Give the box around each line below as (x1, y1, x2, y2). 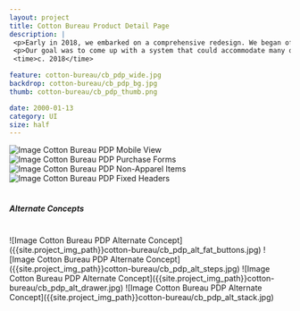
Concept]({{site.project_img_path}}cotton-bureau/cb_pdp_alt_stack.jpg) (9, 292, 274, 303)
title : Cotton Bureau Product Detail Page (9, 21, 170, 30)
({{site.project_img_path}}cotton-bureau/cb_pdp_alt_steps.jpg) (9, 264, 240, 274)
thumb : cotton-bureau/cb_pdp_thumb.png (9, 87, 158, 97)
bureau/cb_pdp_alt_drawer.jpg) (9, 282, 124, 293)
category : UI (9, 112, 58, 121)
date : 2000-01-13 (9, 104, 74, 113)
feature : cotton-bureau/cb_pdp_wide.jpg (9, 71, 162, 80)
